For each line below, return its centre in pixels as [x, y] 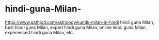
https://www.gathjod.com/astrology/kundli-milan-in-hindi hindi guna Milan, [80, 22]
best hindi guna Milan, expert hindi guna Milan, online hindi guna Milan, [76, 27]
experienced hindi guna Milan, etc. [40, 32]
